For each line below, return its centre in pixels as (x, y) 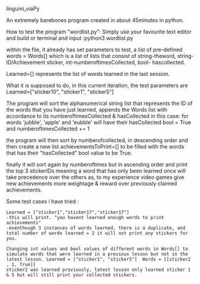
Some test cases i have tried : (43, 201)
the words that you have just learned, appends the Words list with (87, 109)
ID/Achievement (26, 62)
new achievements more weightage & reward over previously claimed (92, 183)
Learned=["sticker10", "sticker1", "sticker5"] (60, 92)
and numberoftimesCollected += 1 (48, 129)
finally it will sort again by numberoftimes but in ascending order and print (97, 164)
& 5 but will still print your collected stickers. (72, 275)
